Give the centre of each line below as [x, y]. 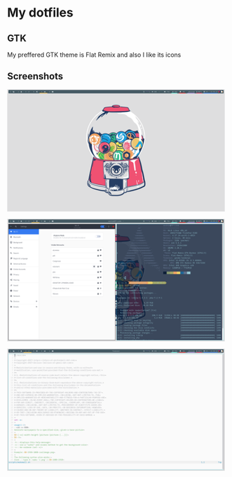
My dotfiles [40, 13]
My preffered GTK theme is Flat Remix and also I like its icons [94, 55]
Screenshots [35, 76]
